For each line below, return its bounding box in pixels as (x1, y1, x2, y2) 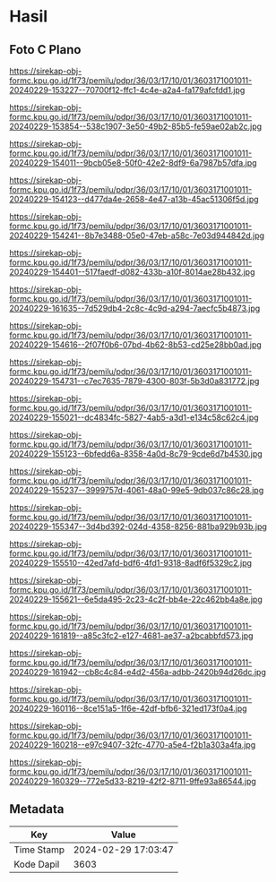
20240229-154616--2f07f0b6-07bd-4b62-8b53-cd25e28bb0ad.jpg (9, 339, 262, 350)
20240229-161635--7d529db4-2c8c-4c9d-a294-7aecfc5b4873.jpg (9, 303, 261, 313)
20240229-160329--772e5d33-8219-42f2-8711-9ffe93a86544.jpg (9, 776, 257, 786)
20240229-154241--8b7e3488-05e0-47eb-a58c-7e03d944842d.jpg (9, 230, 265, 241)
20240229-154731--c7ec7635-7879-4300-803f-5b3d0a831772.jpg (9, 376, 260, 386)
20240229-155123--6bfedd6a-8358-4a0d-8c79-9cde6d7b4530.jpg (9, 449, 263, 458)
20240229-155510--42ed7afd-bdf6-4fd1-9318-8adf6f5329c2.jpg (9, 558, 253, 568)
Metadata (9, 801, 65, 817)
